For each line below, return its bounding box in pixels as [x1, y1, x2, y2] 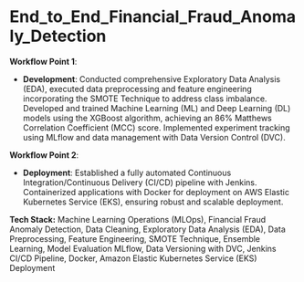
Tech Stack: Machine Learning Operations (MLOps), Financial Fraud [9, 214, 267, 225]
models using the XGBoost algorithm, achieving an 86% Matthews [22, 112, 272, 123]
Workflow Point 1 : [9, 56, 78, 67]
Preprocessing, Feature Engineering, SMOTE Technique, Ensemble [9, 233, 261, 244]
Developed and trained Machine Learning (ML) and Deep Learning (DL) [22, 102, 291, 113]
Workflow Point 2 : [9, 149, 79, 161]
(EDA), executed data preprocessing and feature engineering [22, 83, 253, 94]
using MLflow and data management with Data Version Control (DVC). [22, 131, 286, 142]
